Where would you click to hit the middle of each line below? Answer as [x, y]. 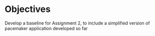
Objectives [28, 9]
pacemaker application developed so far [46, 28]
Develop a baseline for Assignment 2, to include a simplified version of [77, 23]
